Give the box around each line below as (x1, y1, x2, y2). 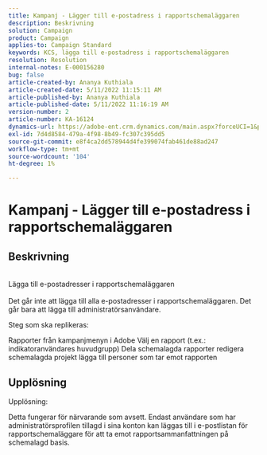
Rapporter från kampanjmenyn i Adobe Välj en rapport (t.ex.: (8, 335, 207, 345)
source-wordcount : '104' (8, 152, 91, 160)
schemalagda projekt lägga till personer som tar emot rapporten (8, 352, 218, 363)
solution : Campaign (8, 26, 73, 34)
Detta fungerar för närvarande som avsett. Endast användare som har (8, 412, 236, 422)
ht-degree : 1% (8, 160, 56, 168)
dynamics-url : (8, 123, 56, 131)
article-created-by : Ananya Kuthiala (8, 78, 133, 86)
